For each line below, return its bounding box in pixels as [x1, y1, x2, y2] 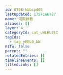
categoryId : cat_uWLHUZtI [5, 30, 58, 35]
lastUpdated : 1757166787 [5, 12, 56, 17]
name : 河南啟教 [5, 16, 33, 21]
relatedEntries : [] [5, 53, 45, 58]
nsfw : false [5, 44, 30, 49]
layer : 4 [5, 26, 23, 31]
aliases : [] [5, 21, 30, 26]
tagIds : [5, 35, 21, 40]
